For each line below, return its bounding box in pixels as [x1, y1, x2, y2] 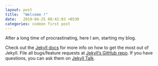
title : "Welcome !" [5, 12, 48, 17]
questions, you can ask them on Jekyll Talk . [5, 55, 95, 61]
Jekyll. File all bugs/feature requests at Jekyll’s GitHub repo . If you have [5, 50, 153, 56]
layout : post [5, 7, 32, 12]
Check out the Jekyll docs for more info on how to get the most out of [5, 44, 149, 50]
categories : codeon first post [5, 21, 70, 26]
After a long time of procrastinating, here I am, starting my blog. [5, 35, 136, 41]
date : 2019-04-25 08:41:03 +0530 [5, 16, 79, 21]
